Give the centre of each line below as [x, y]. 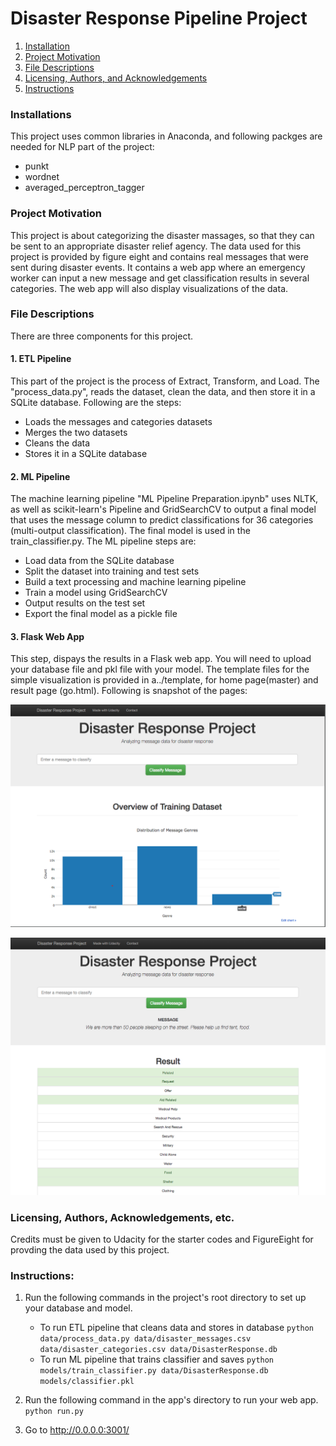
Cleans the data [57, 443]
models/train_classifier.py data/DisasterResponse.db [154, 1371]
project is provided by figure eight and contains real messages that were [159, 256]
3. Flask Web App [47, 636]
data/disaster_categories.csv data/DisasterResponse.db [158, 1350]
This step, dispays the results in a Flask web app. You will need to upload [161, 659]
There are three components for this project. [101, 336]
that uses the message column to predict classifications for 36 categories [162, 520]
